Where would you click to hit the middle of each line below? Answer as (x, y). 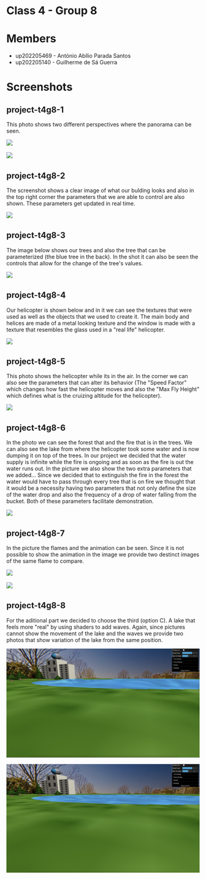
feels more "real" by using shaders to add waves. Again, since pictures (96, 627)
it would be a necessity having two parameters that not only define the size (101, 488)
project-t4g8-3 (36, 235)
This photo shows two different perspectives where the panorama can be (99, 125)
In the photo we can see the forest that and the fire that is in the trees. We (99, 443)
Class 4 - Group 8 (52, 11)
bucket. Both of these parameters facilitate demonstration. (80, 501)
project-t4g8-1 (35, 110)
